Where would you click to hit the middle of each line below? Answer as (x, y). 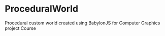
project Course (20, 28)
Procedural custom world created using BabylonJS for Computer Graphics (82, 23)
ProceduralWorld (42, 9)
